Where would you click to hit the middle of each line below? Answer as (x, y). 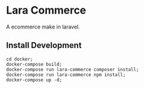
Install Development (44, 45)
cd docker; (20, 59)
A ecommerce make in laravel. (43, 27)
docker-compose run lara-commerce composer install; (73, 69)
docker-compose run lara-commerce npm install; (66, 75)
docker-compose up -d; (34, 80)
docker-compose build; (34, 64)
